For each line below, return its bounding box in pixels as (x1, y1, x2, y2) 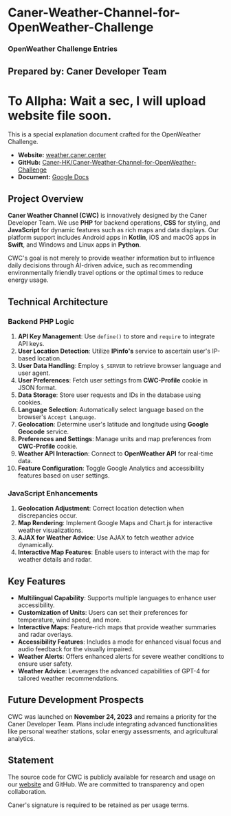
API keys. (17, 339, 45, 347)
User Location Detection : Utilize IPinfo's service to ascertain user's (17, 347, 211, 355)
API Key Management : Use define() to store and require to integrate (17, 332, 215, 340)
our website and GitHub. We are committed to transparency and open (8, 780, 205, 788)
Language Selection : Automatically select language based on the (17, 405, 204, 414)
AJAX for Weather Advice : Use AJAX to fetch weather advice (17, 533, 195, 542)
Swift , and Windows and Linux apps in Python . (8, 241, 142, 249)
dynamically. (17, 541, 54, 549)
